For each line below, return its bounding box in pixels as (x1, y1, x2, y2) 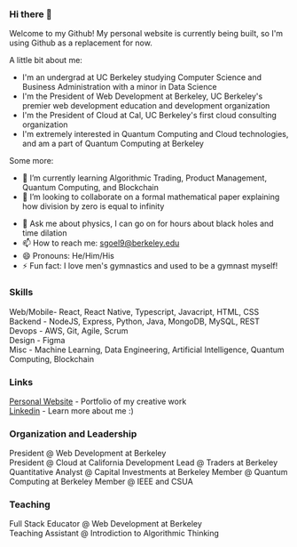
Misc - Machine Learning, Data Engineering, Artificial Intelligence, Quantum (9, 344, 285, 355)
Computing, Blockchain (9, 353, 95, 364)
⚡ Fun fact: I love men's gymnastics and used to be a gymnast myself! (21, 261, 278, 271)
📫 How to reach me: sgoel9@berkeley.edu (21, 237, 180, 248)
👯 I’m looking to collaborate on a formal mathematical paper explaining (21, 191, 280, 203)
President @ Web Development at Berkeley (9, 448, 167, 459)
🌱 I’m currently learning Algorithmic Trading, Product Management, (21, 173, 268, 183)
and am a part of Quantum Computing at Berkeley (21, 138, 204, 149)
